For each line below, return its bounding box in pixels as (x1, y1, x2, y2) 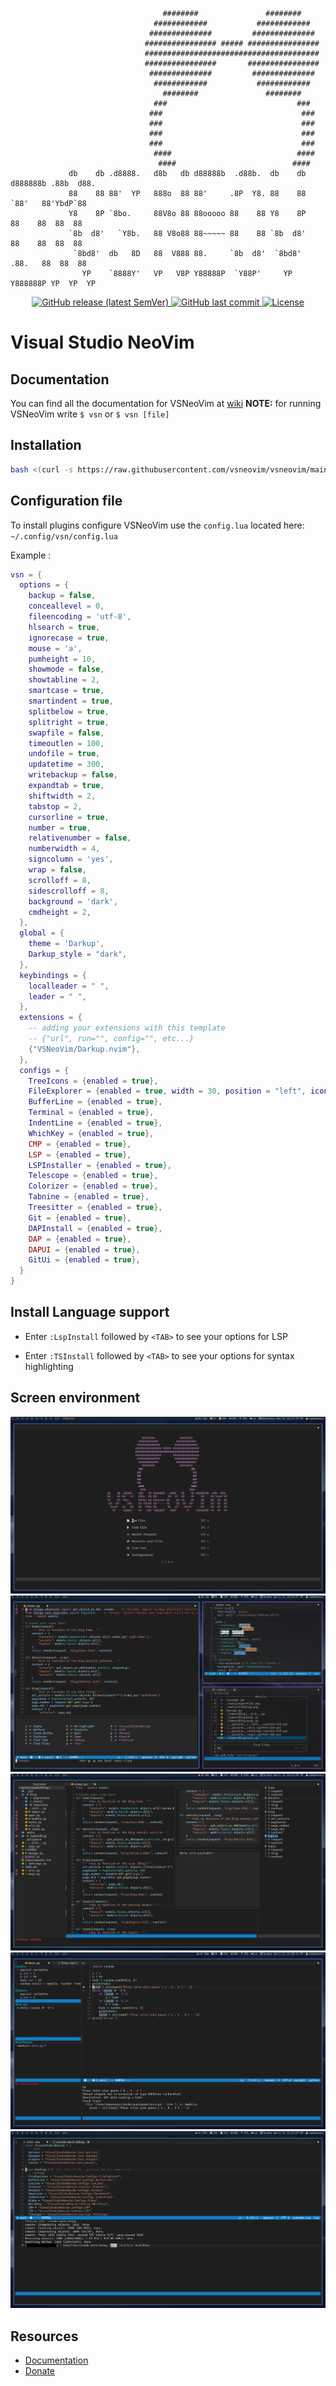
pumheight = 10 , (28, 654, 97, 664)
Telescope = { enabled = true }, (28, 1171, 159, 1181)
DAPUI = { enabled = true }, (28, 1244, 141, 1255)
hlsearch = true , (28, 622, 101, 632)
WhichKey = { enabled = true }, (28, 1128, 155, 1138)
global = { (19, 928, 65, 938)
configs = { (19, 1065, 70, 1075)
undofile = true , (28, 749, 101, 759)
